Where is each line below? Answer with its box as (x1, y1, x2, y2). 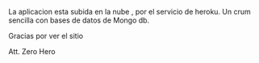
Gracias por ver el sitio (8, 31, 83, 40)
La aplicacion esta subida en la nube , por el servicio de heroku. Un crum (8, 7, 252, 16)
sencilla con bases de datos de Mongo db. (8, 15, 150, 25)
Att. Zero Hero (8, 47, 56, 56)
